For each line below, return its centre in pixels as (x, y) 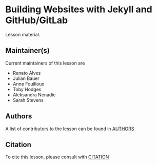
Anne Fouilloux (28, 84)
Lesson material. (23, 34)
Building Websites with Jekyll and (79, 9)
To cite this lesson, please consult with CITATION (57, 157)
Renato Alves (27, 73)
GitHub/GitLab (37, 20)
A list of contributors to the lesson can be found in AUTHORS (70, 129)
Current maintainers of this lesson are (45, 63)
